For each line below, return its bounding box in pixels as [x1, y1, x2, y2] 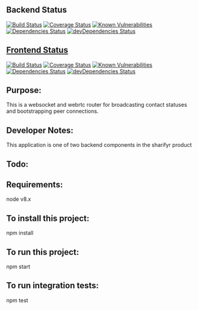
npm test [6, 297, 28, 304]
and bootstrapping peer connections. [6, 107, 99, 115]
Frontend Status [6, 45, 68, 55]
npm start [6, 263, 31, 271]
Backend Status [6, 5, 68, 15]
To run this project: [6, 247, 80, 257]
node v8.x [6, 195, 31, 203]
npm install [6, 229, 34, 237]
